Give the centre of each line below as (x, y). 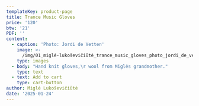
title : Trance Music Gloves (41, 17)
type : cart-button (39, 83)
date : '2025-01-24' (30, 94)
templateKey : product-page (39, 11)
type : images (33, 61)
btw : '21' (18, 28)
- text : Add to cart (37, 77)
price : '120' (22, 22)
